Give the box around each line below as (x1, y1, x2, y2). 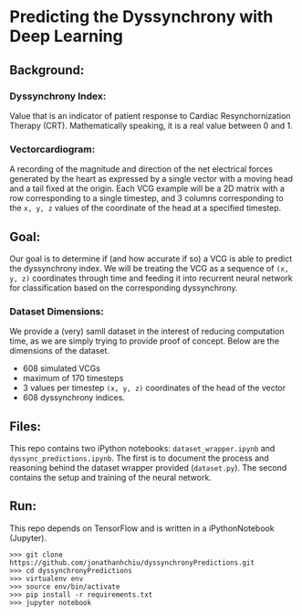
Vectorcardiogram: (9, 143, 96, 155)
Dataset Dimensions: (9, 304, 105, 317)
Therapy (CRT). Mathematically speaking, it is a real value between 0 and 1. (9, 120, 294, 131)
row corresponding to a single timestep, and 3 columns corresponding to (9, 193, 285, 204)
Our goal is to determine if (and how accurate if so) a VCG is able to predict (9, 253, 293, 264)
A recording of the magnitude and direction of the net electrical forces (9, 164, 274, 175)
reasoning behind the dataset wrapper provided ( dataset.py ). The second (9, 462, 287, 473)
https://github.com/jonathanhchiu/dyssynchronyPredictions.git (9, 558, 255, 568)
